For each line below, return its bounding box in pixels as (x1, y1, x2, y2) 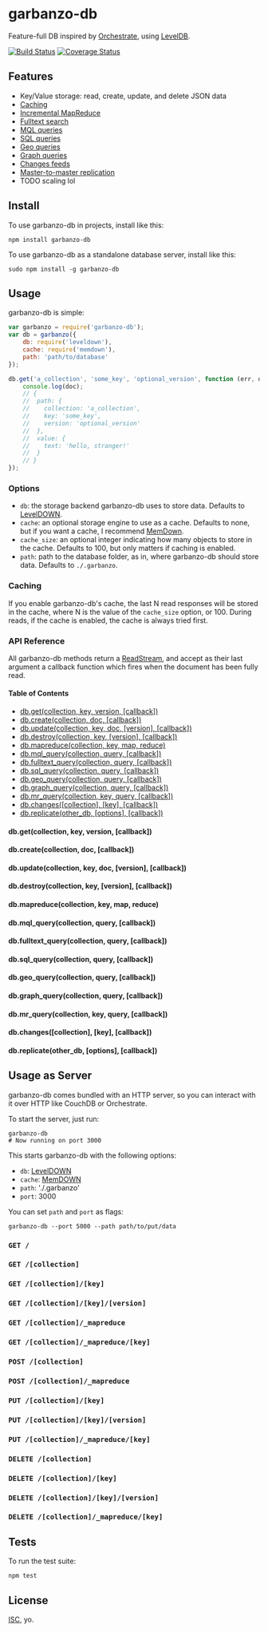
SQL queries (19, 133, 61, 143)
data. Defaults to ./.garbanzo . (19, 561, 118, 570)
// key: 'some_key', (22, 412, 102, 420)
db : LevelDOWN (19, 1166, 72, 1175)
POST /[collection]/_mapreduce (8, 1377, 130, 1385)
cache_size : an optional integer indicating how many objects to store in (19, 535, 253, 545)
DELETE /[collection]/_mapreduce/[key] (8, 1512, 164, 1522)
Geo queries (19, 141, 61, 152)
